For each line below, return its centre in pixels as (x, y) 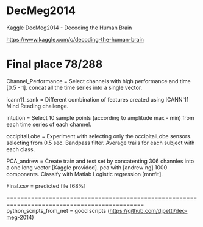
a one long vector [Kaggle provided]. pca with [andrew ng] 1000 (87, 167)
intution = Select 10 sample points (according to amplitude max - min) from (100, 117)
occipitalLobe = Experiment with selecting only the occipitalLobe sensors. (99, 136)
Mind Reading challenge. (37, 106)
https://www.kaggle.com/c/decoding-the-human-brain (75, 39)
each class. (21, 149)
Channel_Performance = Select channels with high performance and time (98, 81)
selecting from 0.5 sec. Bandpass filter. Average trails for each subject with (101, 143)
